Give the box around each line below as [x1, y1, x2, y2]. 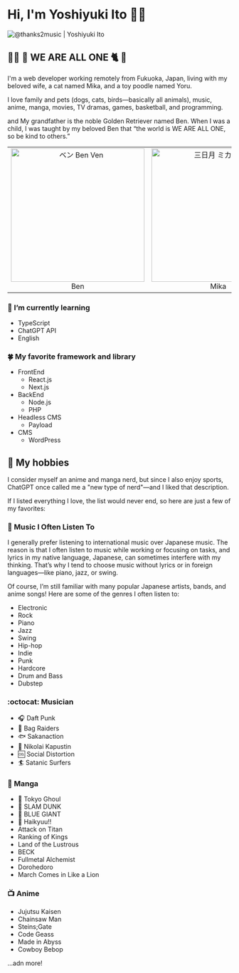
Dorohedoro [17, 863, 53, 871]
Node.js [28, 398, 52, 406]
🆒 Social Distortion [17, 750, 75, 758]
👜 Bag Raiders [17, 724, 60, 732]
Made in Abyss [17, 937, 62, 946]
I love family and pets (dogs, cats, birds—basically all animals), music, [7, 95, 212, 104]
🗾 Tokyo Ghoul [17, 795, 61, 804]
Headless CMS [17, 413, 62, 422]
